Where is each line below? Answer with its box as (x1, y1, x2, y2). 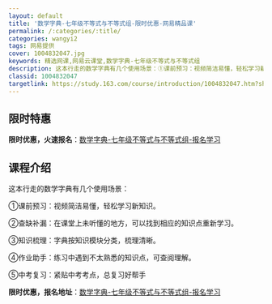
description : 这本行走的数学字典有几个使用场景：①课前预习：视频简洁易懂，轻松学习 (8, 65, 261, 73)
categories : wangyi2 (8, 34, 79, 43)
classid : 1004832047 (8, 72, 79, 80)
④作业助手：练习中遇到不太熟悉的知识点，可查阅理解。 (8, 253, 196, 263)
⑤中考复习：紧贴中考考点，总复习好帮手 (8, 270, 147, 280)
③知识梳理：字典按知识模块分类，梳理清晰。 (8, 236, 160, 246)
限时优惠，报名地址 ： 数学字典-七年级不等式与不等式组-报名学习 (8, 287, 221, 297)
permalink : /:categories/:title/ (8, 27, 121, 35)
